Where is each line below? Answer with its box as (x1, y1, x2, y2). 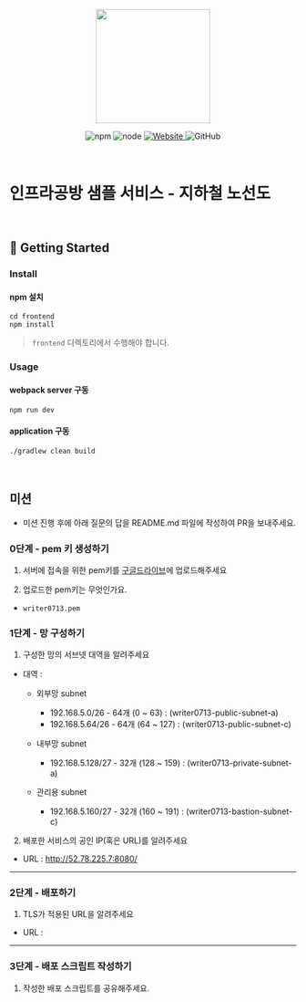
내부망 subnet (36, 738, 87, 749)
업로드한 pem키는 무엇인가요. (22, 584, 127, 595)
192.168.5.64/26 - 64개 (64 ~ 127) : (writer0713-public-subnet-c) (49, 719, 291, 730)
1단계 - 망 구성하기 (9, 626, 85, 639)
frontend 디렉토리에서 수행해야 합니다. (31, 338, 170, 349)
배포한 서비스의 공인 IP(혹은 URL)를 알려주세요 (22, 835, 189, 846)
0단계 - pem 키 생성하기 (9, 542, 109, 555)
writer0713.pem (22, 603, 81, 613)
